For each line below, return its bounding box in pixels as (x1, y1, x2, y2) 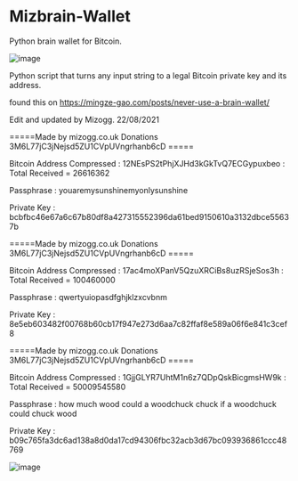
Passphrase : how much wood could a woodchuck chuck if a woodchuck (9, 398, 278, 409)
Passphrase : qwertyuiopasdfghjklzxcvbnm (9, 291, 167, 302)
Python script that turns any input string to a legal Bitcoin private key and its (9, 69, 287, 81)
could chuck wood (9, 408, 77, 419)
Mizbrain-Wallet (9, 6, 131, 27)
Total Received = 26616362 (9, 167, 110, 178)
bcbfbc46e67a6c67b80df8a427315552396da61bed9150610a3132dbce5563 (9, 211, 289, 222)
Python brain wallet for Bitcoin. (9, 36, 123, 46)
